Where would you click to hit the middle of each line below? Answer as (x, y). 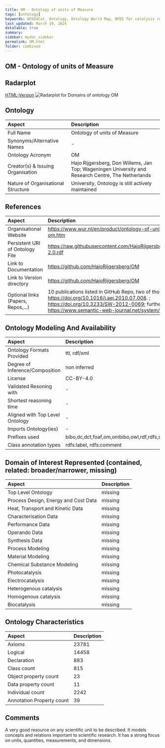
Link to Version (25, 278)
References (23, 207)
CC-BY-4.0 (79, 379)
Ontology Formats (28, 350)
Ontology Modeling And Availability (61, 328)
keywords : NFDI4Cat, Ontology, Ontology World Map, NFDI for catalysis (80, 19)
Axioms (16, 644)
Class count (21, 668)
